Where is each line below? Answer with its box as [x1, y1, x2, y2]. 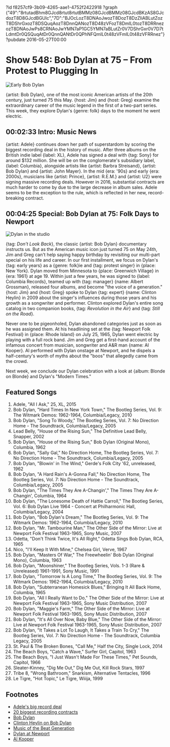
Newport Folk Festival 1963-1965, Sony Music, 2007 [13, 530, 122, 536]
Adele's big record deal [13, 703, 62, 710]
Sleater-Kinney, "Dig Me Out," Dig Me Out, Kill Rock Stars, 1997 [13, 665, 145, 671]
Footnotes [6, 690, 38, 699]
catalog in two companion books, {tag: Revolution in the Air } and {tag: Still [6, 305, 160, 311]
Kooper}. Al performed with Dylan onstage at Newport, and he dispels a [6, 347, 155, 353]
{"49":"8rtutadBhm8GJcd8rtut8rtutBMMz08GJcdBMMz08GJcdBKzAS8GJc [6, 10, 164, 16]
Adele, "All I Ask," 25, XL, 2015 [13, 401, 76, 407]
